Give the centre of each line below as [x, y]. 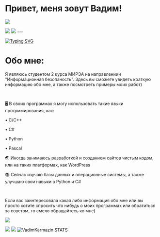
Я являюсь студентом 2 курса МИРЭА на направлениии [63, 74]
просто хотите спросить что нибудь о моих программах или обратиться [80, 205]
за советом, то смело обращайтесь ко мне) [50, 211]
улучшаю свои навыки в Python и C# [43, 181]
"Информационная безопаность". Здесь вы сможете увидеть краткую [78, 79]
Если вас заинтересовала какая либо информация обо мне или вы [74, 200]
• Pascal [14, 148]
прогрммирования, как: [30, 110]
